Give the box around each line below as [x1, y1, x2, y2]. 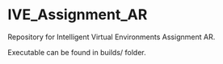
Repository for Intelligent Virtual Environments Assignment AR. [7, 32, 216, 42]
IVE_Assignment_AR [7, 6, 148, 24]
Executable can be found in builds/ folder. [7, 47, 146, 57]
